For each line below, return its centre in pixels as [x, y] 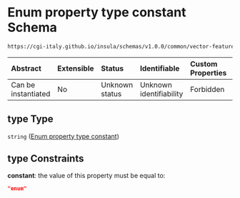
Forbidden [207, 89]
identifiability [161, 93]
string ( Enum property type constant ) [63, 136]
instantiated [31, 93]
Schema [32, 27]
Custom [204, 63]
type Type [30, 119]
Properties [209, 73]
